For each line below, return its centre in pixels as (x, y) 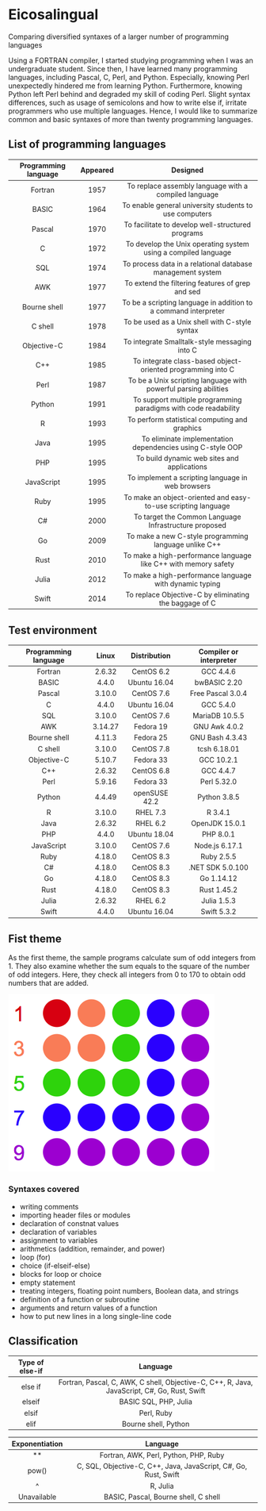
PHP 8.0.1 (218, 834)
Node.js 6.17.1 (218, 845)
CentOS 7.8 (151, 748)
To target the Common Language (187, 517)
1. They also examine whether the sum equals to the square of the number (129, 967)
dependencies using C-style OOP (187, 447)
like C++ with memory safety (188, 564)
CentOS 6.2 (151, 671)
